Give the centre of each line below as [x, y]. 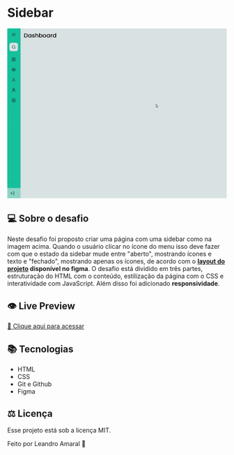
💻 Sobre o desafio [48, 218]
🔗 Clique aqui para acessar [46, 326]
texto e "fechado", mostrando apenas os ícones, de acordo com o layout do [116, 261]
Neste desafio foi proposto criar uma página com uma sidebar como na [110, 239]
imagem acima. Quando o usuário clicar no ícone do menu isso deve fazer [114, 246]
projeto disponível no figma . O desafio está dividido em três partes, [105, 268]
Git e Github [34, 384]
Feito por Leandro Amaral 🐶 [46, 443]
